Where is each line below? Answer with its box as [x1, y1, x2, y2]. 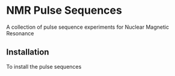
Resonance [6, 29, 34, 37]
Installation [6, 47, 49, 57]
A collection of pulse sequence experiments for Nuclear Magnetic [6, 23, 170, 31]
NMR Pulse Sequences [6, 4, 122, 17]
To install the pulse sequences [6, 63, 82, 70]
